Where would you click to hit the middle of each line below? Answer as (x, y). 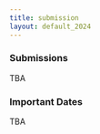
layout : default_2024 (50, 26)
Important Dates (46, 101)
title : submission (44, 18)
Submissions (39, 58)
